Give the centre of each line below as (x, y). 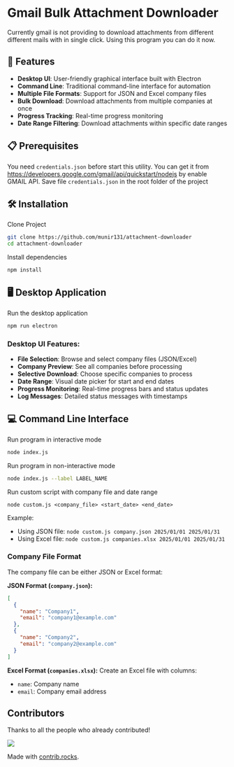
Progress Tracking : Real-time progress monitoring (90, 115)
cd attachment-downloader (45, 244)
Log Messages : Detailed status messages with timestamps (102, 396)
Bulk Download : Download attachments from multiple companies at (115, 101)
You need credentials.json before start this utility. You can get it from (108, 167)
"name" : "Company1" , (50, 611)
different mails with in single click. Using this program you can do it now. (111, 39)
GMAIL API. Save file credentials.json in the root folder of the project (108, 181)
